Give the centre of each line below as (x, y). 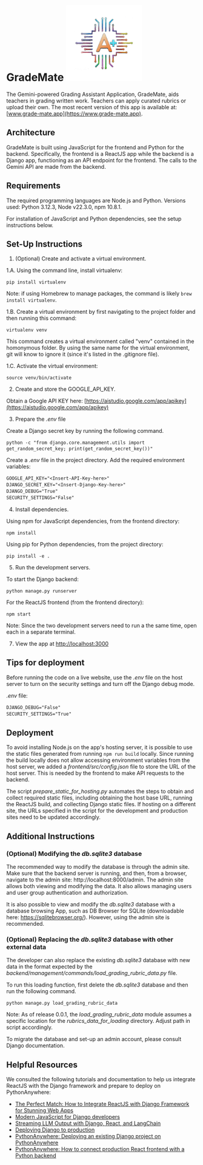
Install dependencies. (42, 509)
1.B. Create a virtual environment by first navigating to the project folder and (101, 312)
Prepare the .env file (40, 419)
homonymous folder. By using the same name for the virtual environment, (98, 348)
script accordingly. (30, 1027)
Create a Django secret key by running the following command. (85, 431)
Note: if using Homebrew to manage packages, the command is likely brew (99, 294)
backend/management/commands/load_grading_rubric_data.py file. (92, 973)
